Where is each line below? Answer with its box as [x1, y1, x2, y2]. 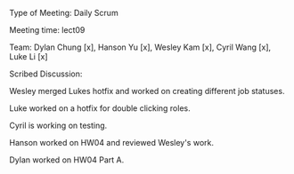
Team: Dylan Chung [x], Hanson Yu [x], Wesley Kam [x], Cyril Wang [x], [9, 42, 272, 52]
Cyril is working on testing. [9, 120, 108, 130]
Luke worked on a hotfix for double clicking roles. [9, 103, 191, 114]
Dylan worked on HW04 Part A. [9, 154, 125, 165]
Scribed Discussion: [9, 68, 83, 79]
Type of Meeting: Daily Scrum [9, 8, 118, 18]
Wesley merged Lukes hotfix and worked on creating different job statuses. [9, 86, 285, 96]
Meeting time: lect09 [9, 25, 86, 35]
